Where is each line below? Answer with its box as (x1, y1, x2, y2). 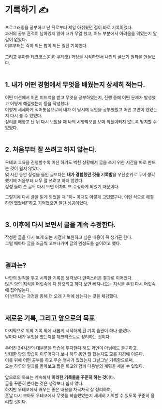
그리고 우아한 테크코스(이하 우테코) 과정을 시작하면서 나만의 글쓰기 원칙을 (5, 54, 143, 60)
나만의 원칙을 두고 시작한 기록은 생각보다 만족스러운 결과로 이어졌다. (5, 275, 133, 281)
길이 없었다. (5, 36, 28, 42)
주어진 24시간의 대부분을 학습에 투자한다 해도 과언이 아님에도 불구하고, (5, 345, 138, 351)
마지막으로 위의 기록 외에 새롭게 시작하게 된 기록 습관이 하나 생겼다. (5, 328, 132, 333)
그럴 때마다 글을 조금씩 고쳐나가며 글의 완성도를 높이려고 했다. (5, 241, 121, 246)
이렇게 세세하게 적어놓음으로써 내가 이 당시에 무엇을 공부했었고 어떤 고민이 (5, 106, 145, 112)
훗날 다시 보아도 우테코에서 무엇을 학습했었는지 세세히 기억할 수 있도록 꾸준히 (5, 393, 150, 398)
